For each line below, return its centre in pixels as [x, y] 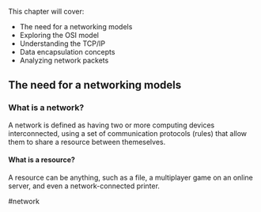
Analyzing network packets [64, 60]
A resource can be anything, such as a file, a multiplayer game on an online [130, 177]
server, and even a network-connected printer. [84, 186]
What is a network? [46, 108]
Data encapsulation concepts [67, 52]
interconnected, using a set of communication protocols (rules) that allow [128, 133]
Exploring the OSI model [59, 35]
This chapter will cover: [46, 11]
